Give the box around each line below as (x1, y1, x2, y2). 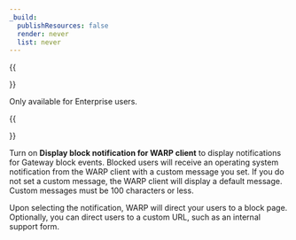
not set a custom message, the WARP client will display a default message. (9, 176, 283, 187)
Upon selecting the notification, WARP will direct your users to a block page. (9, 203, 288, 213)
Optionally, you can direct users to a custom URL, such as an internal (9, 212, 261, 222)
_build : (9, 12, 38, 22)
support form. (9, 221, 60, 232)
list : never (17, 37, 62, 47)
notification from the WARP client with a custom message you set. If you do (9, 166, 285, 177)
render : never (17, 29, 69, 38)
